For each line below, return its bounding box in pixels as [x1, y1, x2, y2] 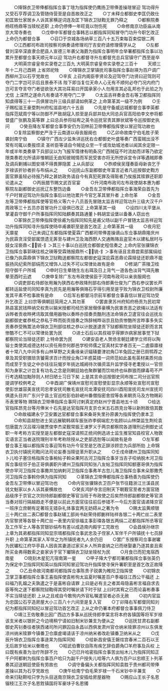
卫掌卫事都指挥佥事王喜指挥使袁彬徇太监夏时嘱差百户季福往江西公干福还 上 [5, 574, 160, 580]
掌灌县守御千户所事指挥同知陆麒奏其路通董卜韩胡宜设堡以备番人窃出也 [5, 211, 150, 217]
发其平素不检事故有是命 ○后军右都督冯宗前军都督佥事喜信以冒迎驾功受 [5, 292, 159, 298]
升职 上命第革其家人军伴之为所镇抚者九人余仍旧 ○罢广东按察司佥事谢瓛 [5, 536, 161, 542]
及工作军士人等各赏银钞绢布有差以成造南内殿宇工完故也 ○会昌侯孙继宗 [5, 524, 159, 530]
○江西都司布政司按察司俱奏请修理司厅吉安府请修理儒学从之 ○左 [13, 42, 155, 48]
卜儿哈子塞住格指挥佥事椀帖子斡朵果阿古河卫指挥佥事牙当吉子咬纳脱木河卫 [5, 455, 158, 461]
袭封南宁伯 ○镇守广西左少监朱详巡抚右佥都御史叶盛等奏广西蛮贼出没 [5, 136, 155, 142]
